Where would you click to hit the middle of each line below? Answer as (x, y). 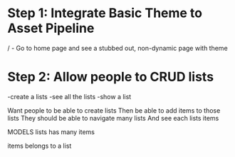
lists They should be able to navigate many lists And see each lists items (113, 118)
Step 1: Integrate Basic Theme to (105, 13)
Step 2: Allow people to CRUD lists (111, 77)
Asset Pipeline (51, 28)
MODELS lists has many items (51, 132)
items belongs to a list (40, 146)
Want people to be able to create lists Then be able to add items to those (114, 110)
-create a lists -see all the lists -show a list (69, 96)
